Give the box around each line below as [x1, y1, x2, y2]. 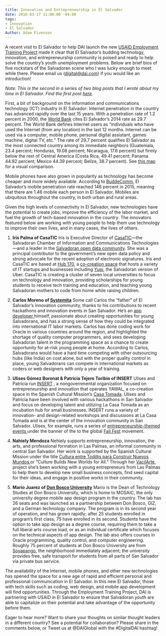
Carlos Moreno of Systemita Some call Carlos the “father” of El [12, 297, 143, 303]
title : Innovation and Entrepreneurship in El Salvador [5, 7, 123, 12]
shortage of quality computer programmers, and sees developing [12, 334, 146, 340]
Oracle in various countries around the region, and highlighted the [12, 329, 147, 334]
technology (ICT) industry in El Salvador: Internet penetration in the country [5, 105, 160, 111]
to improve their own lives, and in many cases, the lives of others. [5, 225, 139, 231]
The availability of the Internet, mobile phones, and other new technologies [5, 568, 159, 574]
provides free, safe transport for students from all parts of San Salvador [12, 553, 159, 559]
